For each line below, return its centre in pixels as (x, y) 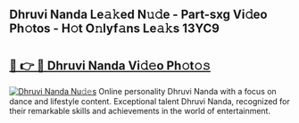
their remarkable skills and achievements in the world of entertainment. (140, 111)
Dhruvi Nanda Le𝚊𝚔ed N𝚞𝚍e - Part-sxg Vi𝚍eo (138, 15)
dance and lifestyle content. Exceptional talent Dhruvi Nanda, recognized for (149, 101)
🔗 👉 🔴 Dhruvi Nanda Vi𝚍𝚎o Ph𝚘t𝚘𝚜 (110, 66)
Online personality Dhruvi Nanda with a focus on (187, 91)
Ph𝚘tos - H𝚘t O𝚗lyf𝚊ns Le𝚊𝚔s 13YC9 (115, 29)
